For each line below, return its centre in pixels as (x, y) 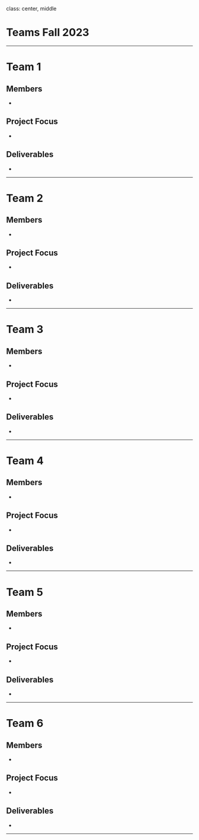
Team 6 (25, 724)
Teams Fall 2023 (48, 33)
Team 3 (25, 330)
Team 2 (25, 198)
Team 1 (24, 67)
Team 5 (25, 592)
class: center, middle (31, 9)
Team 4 (25, 461)
